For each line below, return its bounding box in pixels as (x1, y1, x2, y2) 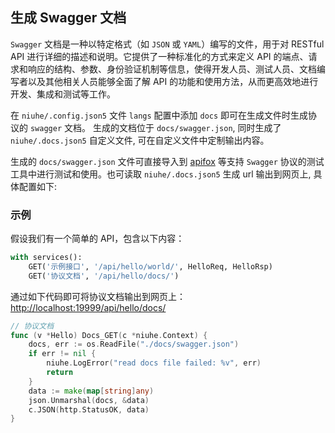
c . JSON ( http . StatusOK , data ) (28, 404, 150, 415)
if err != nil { (28, 349, 97, 359)
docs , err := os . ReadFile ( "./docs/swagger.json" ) (28, 339, 240, 350)
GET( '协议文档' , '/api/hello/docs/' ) (28, 271, 180, 281)
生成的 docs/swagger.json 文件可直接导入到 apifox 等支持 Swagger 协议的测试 (10, 155, 325, 167)
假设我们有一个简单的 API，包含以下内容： (10, 233, 185, 245)
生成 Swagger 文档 (10, 9, 127, 27)
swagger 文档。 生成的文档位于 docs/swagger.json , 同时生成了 (29, 121, 282, 133)
